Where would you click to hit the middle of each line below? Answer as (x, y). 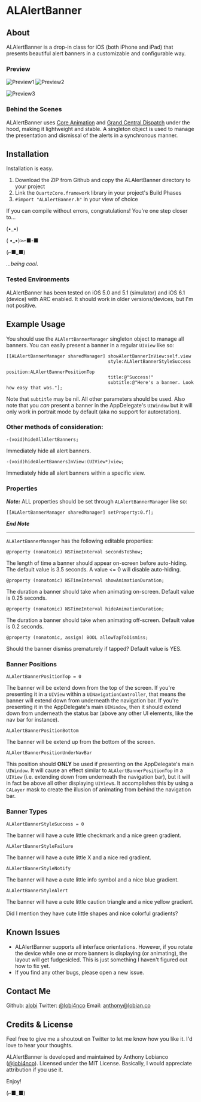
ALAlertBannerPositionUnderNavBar (49, 753)
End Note (18, 524)
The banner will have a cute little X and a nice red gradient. (79, 857)
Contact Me (28, 991)
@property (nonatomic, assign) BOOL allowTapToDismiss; (77, 638)
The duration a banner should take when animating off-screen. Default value (100, 620)
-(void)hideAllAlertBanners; (42, 439)
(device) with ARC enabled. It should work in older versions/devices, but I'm (100, 299)
